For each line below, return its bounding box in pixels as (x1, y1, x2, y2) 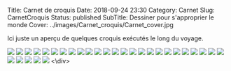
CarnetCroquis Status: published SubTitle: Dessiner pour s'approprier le (7, 13, 215, 22)
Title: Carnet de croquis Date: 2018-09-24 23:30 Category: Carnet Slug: (7, 6, 215, 14)
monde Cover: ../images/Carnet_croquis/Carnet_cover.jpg (7, 21, 174, 29)
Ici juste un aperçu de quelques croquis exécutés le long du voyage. (7, 34, 204, 42)
